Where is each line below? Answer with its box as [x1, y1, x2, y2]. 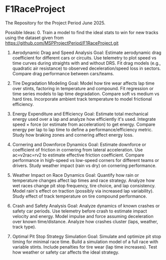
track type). [12, 224, 36, 230]
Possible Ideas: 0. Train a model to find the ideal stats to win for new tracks [5, 29, 159, 35]
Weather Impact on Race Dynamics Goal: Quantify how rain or [12, 172, 139, 178]
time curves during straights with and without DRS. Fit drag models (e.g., [12, 60, 161, 66]
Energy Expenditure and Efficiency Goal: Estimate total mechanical [12, 110, 149, 117]
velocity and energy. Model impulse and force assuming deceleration [12, 213, 154, 219]
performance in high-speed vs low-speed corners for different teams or [12, 157, 160, 163]
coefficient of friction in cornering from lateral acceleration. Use [12, 147, 143, 153]
